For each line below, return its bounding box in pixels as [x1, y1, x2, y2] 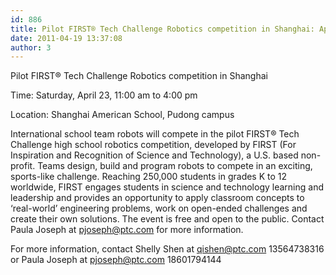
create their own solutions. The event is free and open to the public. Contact [10, 213, 325, 225]
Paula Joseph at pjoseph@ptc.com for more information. [10, 224, 244, 236]
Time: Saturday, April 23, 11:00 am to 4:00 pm [10, 89, 198, 101]
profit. [10, 160, 36, 172]
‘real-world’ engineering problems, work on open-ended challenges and [10, 202, 308, 215]
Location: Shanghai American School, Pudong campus [10, 109, 235, 121]
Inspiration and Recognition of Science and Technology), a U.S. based [10, 149, 299, 161]
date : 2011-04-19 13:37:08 [10, 33, 123, 43]
